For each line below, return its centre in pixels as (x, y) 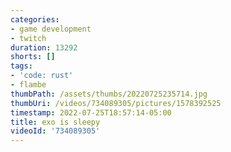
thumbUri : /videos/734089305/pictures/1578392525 (116, 103)
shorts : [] (33, 57)
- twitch (28, 38)
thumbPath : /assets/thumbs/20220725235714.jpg (109, 94)
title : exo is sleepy (55, 122)
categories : (35, 19)
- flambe (28, 85)
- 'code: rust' (42, 76)
